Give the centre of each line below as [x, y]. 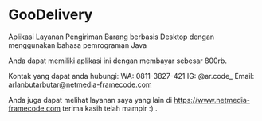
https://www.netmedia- [212, 100]
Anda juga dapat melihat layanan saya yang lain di [90, 100]
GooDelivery [51, 15]
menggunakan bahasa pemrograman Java [78, 45]
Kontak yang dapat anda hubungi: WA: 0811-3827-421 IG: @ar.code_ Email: [131, 76]
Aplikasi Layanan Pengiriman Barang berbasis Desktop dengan [111, 37]
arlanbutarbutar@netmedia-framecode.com [80, 84]
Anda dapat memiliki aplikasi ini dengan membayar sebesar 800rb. [117, 60]
